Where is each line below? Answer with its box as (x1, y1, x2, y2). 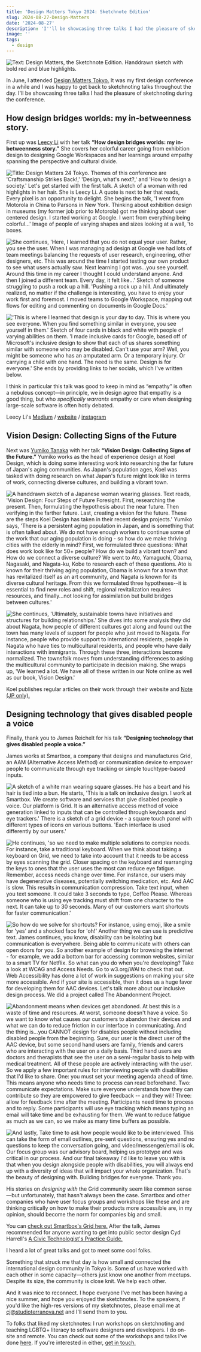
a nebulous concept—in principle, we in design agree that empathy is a (6, 389, 181, 396)
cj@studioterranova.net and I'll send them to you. (6, 1308, 127, 1315)
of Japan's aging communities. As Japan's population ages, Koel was (6, 465, 178, 473)
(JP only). (6, 692, 31, 699)
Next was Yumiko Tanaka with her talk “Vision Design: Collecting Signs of (6, 446, 191, 453)
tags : (6, 37, 20, 43)
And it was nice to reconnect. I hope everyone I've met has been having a (6, 1289, 187, 1296)
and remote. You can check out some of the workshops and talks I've (16, 1333, 187, 1340)
